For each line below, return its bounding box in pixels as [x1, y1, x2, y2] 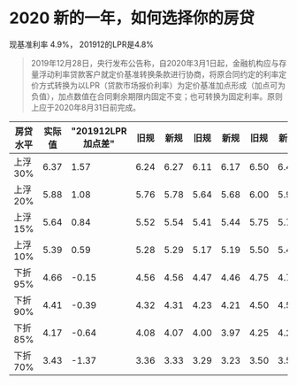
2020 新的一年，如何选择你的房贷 [9, 8, 255, 28]
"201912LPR [70, 125, 127, 137]
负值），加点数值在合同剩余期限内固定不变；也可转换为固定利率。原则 [30, 90, 283, 102]
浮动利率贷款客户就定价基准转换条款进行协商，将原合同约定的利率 [38, 68, 279, 80]
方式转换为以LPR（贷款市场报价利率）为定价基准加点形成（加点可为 [38, 80, 286, 90]
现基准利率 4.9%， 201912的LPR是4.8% [9, 39, 155, 50]
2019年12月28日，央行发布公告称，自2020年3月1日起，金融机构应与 [30, 58, 280, 68]
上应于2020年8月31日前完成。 [30, 102, 141, 112]
